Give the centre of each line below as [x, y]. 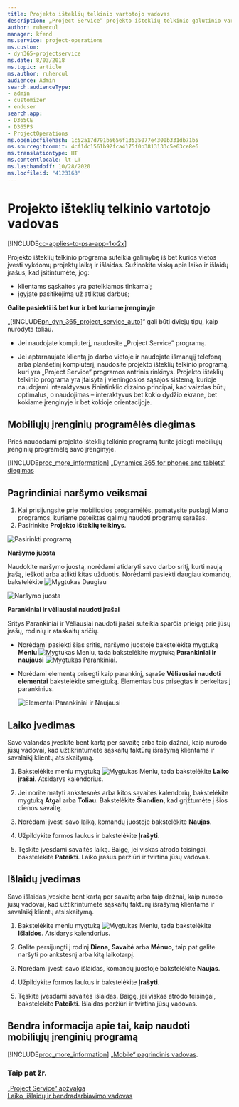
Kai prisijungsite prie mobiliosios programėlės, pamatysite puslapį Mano [123, 510]
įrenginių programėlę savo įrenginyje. [62, 449]
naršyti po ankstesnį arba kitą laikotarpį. [76, 954]
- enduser [22, 107]
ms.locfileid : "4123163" [44, 173]
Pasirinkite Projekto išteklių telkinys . [72, 526]
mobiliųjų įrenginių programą [73, 1037]
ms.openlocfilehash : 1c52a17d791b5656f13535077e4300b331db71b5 [103, 140]
